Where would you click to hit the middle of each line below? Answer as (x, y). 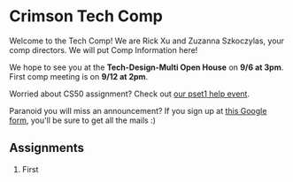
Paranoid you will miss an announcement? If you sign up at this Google (138, 110)
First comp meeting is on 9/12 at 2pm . (79, 76)
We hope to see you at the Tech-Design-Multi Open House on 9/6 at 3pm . (146, 67)
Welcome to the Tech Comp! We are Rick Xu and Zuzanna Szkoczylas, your (147, 41)
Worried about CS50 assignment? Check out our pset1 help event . (130, 94)
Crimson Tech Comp (86, 16)
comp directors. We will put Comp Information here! (104, 49)
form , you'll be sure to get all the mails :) (83, 120)
